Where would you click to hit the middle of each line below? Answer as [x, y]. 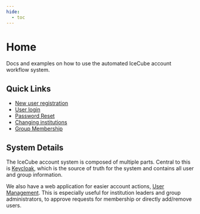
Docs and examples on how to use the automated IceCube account [89, 64]
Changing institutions [41, 122]
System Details [35, 147]
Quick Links [29, 88]
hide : [13, 12]
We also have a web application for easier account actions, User [85, 186]
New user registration [41, 103]
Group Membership [39, 129]
